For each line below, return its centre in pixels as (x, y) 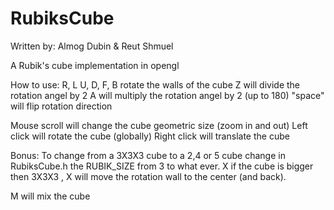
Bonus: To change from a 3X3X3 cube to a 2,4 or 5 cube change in (148, 155)
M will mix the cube (50, 196)
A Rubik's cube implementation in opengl (95, 65)
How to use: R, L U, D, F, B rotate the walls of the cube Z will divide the (155, 84)
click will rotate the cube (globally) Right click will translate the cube (150, 136)
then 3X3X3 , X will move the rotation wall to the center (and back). (148, 176)
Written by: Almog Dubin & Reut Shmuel (92, 46)
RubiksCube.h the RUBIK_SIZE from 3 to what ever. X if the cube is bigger (162, 166)
